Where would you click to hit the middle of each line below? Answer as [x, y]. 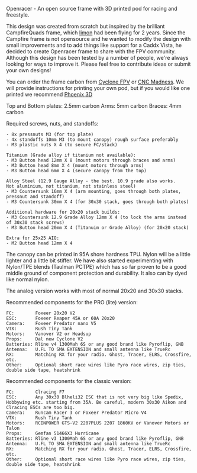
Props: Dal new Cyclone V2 [45, 339]
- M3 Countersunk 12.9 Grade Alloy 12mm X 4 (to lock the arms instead [96, 217]
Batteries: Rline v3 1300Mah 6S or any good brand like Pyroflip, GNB [95, 439]
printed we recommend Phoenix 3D [49, 94]
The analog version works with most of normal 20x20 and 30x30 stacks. [95, 291]
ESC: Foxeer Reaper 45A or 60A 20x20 [61, 318]
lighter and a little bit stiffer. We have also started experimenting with [90, 260]
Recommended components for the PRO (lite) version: [72, 302]
